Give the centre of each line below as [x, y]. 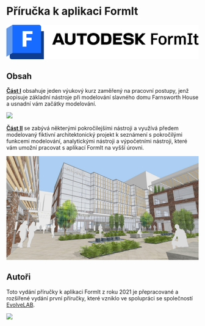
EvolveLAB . [21, 305]
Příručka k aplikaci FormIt [72, 11]
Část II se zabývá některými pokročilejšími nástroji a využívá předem [92, 128]
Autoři [19, 277]
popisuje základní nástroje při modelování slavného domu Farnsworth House [103, 97]
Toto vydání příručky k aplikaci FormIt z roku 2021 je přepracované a [92, 292]
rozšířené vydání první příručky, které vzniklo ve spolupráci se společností [100, 298]
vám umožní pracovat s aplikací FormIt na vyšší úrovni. [75, 148]
